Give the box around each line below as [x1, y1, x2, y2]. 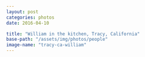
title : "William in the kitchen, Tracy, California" [6, 31, 140, 37]
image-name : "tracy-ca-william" [6, 42, 87, 48]
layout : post [6, 8, 39, 15]
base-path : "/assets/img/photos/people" [6, 37, 109, 43]
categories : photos [6, 14, 55, 20]
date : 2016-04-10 [6, 20, 50, 26]
